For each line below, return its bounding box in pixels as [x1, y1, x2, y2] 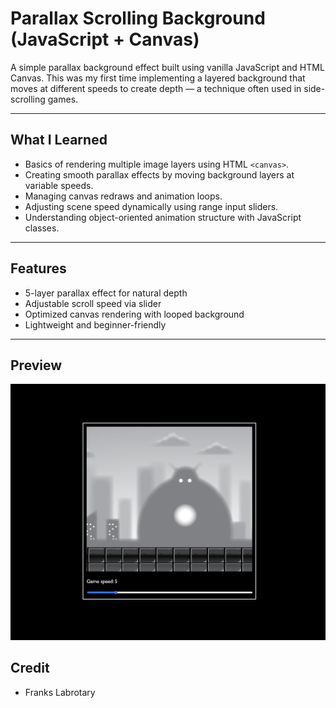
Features [10, 260, 67, 277]
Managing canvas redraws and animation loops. [24, 190, 223, 202]
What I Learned [10, 132, 108, 149]
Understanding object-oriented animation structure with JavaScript [24, 211, 302, 223]
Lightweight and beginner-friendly [24, 318, 167, 331]
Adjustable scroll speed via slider [24, 297, 162, 309]
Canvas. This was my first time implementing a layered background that [10, 72, 306, 84]
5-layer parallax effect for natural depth [24, 287, 188, 299]
